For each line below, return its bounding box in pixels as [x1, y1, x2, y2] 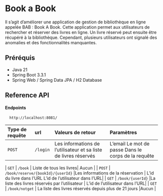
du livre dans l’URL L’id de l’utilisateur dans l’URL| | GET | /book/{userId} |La [5, 176, 156, 181]
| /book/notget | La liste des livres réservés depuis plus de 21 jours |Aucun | [5, 186, 156, 192]
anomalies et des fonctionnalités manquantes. [5, 39, 97, 45]
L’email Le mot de [110, 141, 150, 147]
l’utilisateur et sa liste [54, 146, 102, 153]
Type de [7, 126, 27, 133]
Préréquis [5, 54, 35, 62]
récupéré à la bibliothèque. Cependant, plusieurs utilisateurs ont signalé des [5, 35, 157, 40]
